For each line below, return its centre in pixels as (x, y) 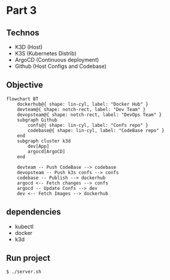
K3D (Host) (29, 47)
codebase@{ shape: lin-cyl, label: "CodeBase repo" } (96, 130)
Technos (23, 33)
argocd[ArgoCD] (47, 151)
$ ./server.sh (24, 272)
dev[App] (39, 146)
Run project (28, 258)
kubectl (24, 227)
